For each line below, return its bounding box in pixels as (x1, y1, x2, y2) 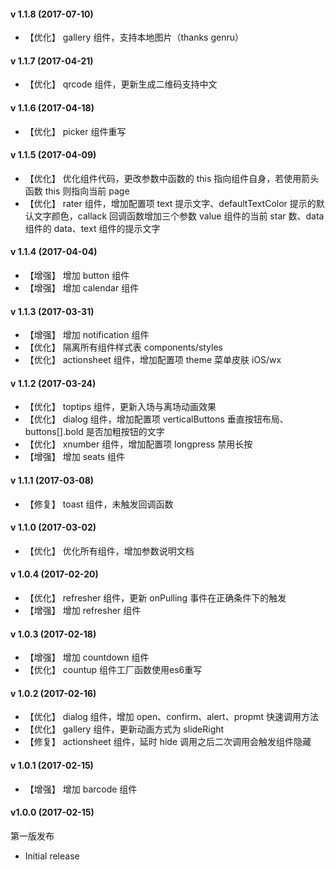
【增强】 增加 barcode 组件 (24, 783, 138, 795)
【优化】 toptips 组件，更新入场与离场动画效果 (24, 401, 217, 413)
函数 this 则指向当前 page (24, 185, 130, 197)
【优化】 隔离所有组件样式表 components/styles (24, 341, 223, 354)
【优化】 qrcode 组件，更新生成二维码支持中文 (24, 78, 218, 90)
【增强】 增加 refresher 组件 (24, 605, 142, 617)
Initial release (24, 850, 80, 862)
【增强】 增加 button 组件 (24, 270, 130, 282)
